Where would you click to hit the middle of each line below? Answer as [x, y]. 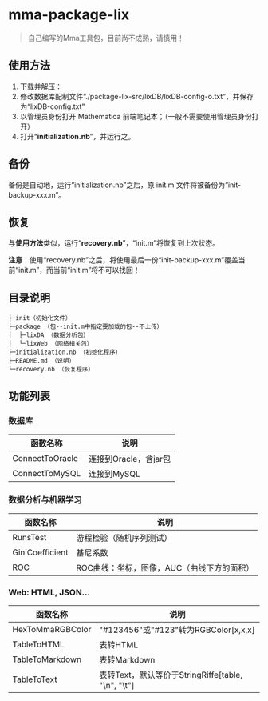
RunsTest [30, 538]
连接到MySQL [115, 474]
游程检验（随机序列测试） [124, 538]
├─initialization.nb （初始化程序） [65, 353]
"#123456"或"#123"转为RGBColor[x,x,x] [177, 630]
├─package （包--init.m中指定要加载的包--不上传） [86, 327]
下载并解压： [41, 86]
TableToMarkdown [47, 659]
